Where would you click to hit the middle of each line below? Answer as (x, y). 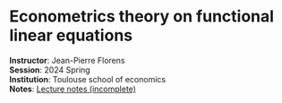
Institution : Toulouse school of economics (88, 79)
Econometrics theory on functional (142, 17)
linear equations (71, 35)
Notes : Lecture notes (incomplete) (73, 89)
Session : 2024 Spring (50, 70)
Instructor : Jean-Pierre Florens (67, 60)
